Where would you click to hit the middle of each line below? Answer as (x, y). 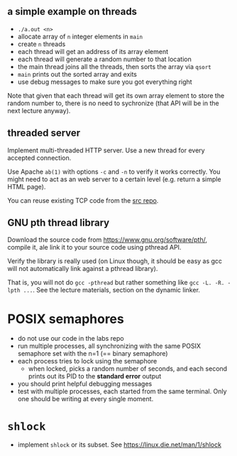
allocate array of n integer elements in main (80, 36)
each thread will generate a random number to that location (104, 59)
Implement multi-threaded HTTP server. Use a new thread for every (106, 150)
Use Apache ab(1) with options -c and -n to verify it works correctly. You (114, 171)
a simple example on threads (72, 12)
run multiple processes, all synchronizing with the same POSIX (109, 346)
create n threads (42, 44)
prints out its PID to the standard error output (95, 376)
